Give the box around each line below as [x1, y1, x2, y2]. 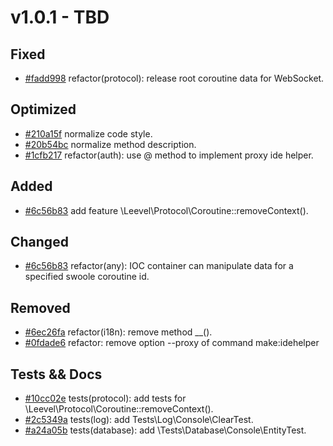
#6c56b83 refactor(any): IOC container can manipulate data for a [24, 260, 294, 272]
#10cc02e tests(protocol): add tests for [24, 392, 187, 405]
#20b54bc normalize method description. [24, 138, 197, 150]
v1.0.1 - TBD [10, 6, 110, 29]
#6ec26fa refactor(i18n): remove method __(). [24, 326, 213, 338]
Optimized [10, 101, 77, 118]
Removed [10, 299, 71, 316]
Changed [10, 234, 69, 251]
